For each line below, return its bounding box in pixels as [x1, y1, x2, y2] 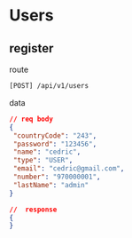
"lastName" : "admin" [12, 180, 89, 189]
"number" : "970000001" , [12, 172, 101, 181]
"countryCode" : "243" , [12, 131, 97, 140]
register [9, 41, 54, 56]
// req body [9, 115, 53, 123]
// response [9, 205, 58, 214]
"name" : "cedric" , [12, 147, 82, 156]
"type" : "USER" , [12, 156, 74, 165]
